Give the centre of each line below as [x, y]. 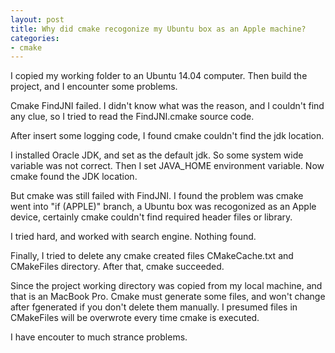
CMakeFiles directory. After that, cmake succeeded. [117, 267]
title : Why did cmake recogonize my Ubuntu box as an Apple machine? [158, 29]
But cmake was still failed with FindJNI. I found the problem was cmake [157, 196]
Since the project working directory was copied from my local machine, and [166, 286]
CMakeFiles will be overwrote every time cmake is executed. [135, 318]
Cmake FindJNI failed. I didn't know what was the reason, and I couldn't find [167, 106]
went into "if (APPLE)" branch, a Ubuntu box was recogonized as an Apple [163, 207]
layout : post [37, 19]
